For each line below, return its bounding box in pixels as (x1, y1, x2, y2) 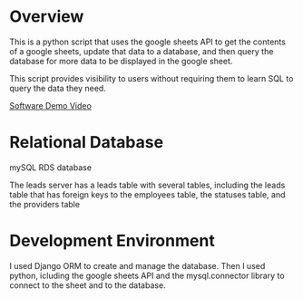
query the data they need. (9, 82, 106, 93)
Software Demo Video (9, 100, 93, 111)
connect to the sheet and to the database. (9, 279, 166, 291)
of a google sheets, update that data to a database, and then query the (9, 45, 274, 56)
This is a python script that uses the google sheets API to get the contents (9, 36, 286, 47)
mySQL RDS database (9, 161, 93, 173)
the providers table (9, 198, 80, 209)
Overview (9, 6, 84, 27)
